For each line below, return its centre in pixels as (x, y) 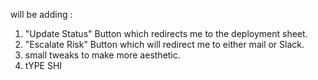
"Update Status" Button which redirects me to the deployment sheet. (166, 33)
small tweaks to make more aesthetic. (102, 55)
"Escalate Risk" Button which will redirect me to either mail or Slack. (164, 44)
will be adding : (41, 14)
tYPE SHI (43, 65)
